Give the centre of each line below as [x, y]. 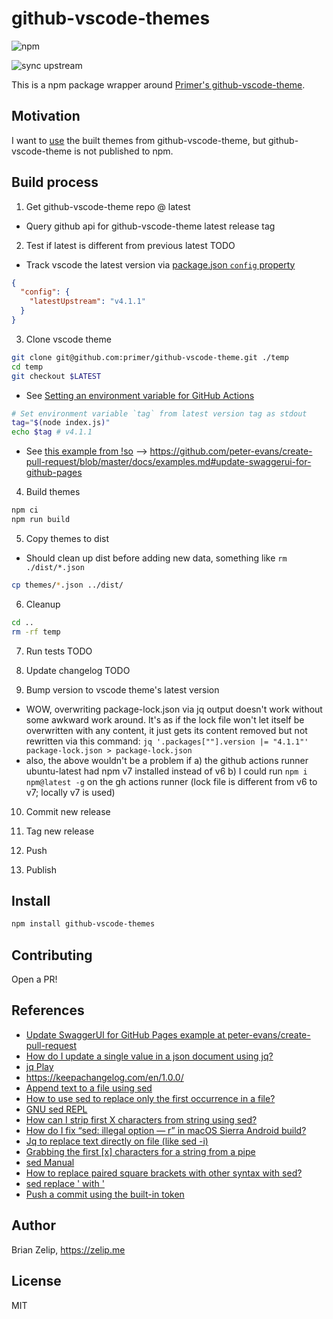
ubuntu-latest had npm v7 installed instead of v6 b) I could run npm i [166, 771]
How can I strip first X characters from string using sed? [141, 1119]
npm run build [41, 520]
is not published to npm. [124, 151]
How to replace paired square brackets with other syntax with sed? [164, 1173]
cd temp [27, 367]
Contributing [52, 955]
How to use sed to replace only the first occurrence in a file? [150, 1098]
